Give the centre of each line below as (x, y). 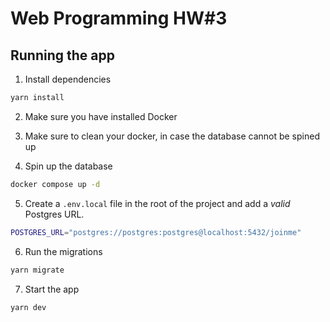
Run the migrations (63, 251)
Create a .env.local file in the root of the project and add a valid (157, 203)
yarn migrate (37, 270)
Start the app (52, 289)
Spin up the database (68, 166)
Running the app (62, 55)
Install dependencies (68, 79)
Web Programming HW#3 (119, 18)
